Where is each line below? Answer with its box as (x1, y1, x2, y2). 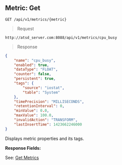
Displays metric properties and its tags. (5, 135, 84, 141)
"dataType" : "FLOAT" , (14, 67, 58, 72)
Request (17, 26, 34, 32)
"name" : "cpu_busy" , (14, 58, 56, 63)
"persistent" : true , (14, 76, 56, 81)
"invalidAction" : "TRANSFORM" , (14, 118, 78, 123)
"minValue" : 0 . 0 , (14, 108, 49, 113)
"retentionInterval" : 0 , (14, 103, 65, 109)
